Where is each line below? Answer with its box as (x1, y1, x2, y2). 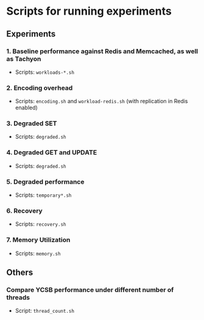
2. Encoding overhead (6, 84, 73, 92)
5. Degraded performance (6, 177, 85, 186)
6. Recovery (6, 206, 43, 215)
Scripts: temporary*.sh (15, 191, 72, 199)
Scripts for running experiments (6, 4, 172, 18)
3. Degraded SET (6, 119, 57, 128)
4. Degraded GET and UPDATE (6, 148, 97, 157)
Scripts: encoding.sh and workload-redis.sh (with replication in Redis (15, 98, 188, 105)
